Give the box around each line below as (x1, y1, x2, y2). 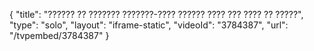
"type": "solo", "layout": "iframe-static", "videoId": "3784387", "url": (9, 19, 289, 31)
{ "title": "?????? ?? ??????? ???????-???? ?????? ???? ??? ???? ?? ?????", (9, 9, 304, 20)
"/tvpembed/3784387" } (9, 30, 110, 41)
